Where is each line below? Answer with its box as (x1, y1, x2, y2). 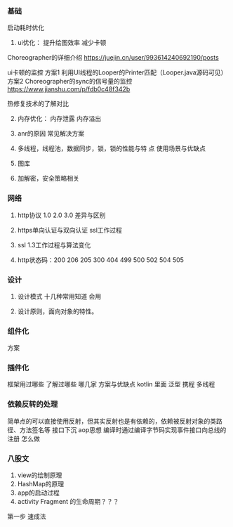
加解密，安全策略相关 (17, 174, 79, 183)
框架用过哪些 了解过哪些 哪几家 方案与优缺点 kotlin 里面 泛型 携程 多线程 (7, 380, 215, 389)
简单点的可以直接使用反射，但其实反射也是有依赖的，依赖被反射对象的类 (7, 417, 216, 425)
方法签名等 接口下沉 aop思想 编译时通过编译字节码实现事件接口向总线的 (19, 425, 227, 434)
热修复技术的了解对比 (7, 100, 69, 108)
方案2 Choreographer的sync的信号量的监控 (7, 77, 133, 86)
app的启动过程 (17, 488, 60, 497)
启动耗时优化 (7, 23, 44, 32)
